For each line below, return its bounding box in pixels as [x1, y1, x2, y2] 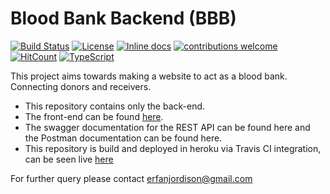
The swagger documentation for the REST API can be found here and [24, 121, 311, 133]
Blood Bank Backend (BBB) [10, 7, 237, 30]
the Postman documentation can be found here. [24, 132, 223, 144]
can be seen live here [24, 153, 114, 165]
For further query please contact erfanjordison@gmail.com [10, 172, 253, 184]
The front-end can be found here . [24, 110, 164, 122]
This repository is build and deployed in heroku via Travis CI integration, [24, 142, 322, 154]
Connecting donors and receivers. [10, 80, 152, 92]
